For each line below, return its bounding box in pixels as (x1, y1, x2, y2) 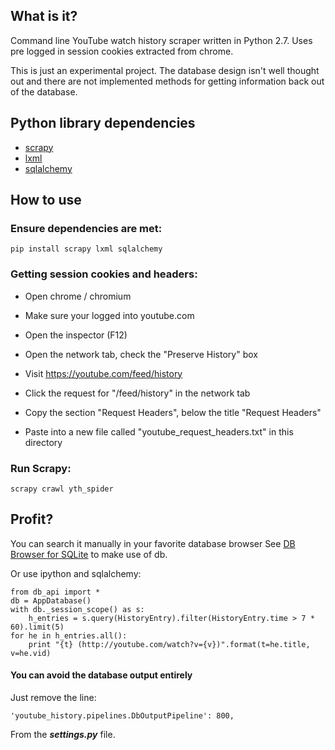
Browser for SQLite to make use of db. (10, 548, 168, 560)
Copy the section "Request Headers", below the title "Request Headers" (24, 406, 322, 418)
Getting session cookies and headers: (10, 267, 198, 281)
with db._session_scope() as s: (10, 604, 145, 614)
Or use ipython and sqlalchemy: (10, 567, 142, 579)
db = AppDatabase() (10, 595, 92, 606)
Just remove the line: (10, 691, 97, 703)
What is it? (10, 8, 78, 25)
